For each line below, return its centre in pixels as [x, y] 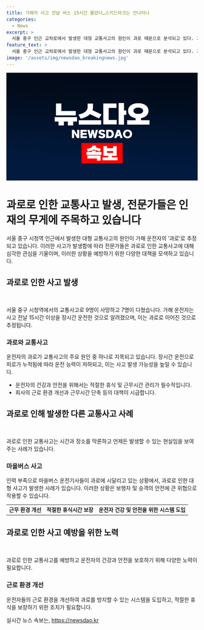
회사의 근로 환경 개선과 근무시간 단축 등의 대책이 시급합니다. [86, 392]
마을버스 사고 [24, 466]
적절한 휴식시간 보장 [70, 510]
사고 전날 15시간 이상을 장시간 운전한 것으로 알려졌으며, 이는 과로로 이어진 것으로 [101, 317]
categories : [21, 19]
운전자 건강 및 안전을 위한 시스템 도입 [142, 510]
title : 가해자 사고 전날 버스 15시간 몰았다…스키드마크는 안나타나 [78, 13]
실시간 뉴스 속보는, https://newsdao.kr [53, 620]
